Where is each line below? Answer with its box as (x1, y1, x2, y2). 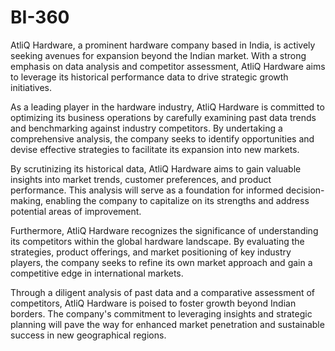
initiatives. (10, 81, 53, 93)
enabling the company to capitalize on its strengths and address (45, 194, 310, 206)
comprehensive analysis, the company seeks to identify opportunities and (10, 132, 315, 145)
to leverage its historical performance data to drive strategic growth (10, 71, 289, 83)
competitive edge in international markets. (10, 267, 184, 279)
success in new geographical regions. (10, 329, 167, 341)
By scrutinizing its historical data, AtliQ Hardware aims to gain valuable (10, 162, 302, 175)
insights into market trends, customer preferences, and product (10, 173, 272, 185)
